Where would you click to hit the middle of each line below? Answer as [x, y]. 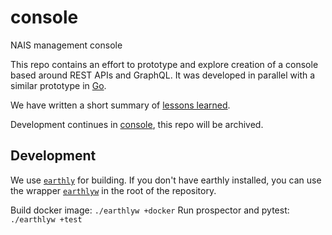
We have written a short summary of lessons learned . [120, 105]
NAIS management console [66, 45]
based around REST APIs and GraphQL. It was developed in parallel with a [163, 75]
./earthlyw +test [46, 219]
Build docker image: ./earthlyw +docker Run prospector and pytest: [150, 210]
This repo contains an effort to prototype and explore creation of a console [164, 64]
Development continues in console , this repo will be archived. [137, 124]
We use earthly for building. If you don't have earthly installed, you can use [166, 180]
